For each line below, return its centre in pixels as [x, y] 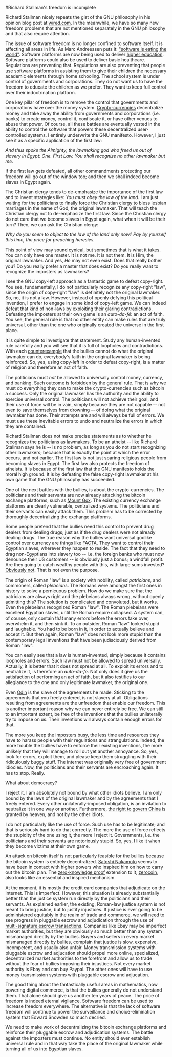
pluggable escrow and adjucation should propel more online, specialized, [82, 953]
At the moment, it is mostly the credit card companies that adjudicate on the [85, 888]
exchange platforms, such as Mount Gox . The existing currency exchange [83, 500]
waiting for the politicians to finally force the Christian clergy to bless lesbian [86, 203]
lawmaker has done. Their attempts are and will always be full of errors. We [85, 415]
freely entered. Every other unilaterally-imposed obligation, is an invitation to [86, 803]
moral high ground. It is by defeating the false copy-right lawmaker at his [82, 474]
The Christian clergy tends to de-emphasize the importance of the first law [84, 192]
